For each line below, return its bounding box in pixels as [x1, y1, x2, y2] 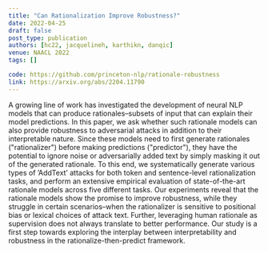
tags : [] [8, 57, 38, 65]
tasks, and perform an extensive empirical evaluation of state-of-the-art [8, 176, 246, 186]
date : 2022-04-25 [8, 19, 66, 27]
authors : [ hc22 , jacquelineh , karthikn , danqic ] [8, 42, 174, 49]
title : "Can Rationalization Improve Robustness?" [8, 11, 181, 20]
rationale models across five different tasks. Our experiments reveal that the [8, 184, 258, 194]
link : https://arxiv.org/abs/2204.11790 [8, 77, 146, 86]
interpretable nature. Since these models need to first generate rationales [8, 133, 250, 144]
